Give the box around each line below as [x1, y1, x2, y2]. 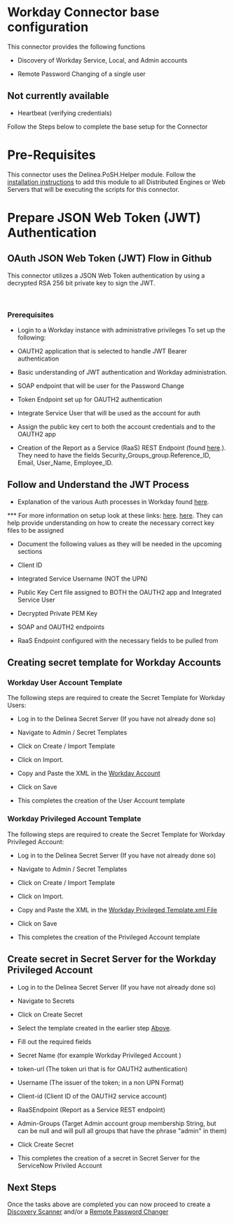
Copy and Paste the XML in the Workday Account [17, 769, 161, 777]
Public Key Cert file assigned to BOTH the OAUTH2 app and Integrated [17, 588, 222, 596]
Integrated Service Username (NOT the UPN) [17, 574, 149, 583]
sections [17, 547, 43, 555]
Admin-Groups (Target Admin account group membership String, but [17, 1119, 216, 1127]
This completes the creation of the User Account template [17, 796, 186, 805]
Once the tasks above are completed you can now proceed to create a [7, 1200, 211, 1209]
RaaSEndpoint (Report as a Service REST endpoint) [17, 1105, 166, 1114]
